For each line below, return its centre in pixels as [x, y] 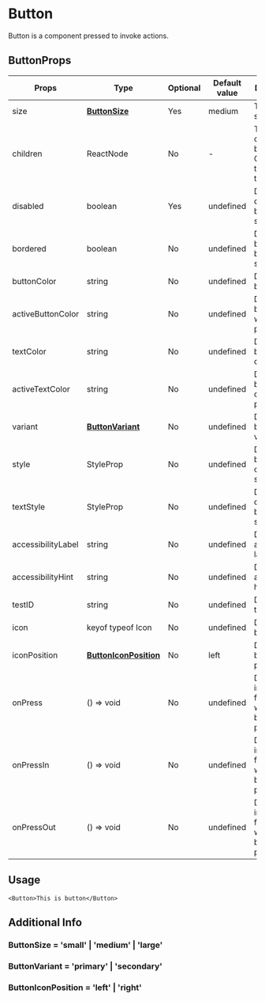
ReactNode [107, 154]
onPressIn [31, 764]
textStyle [29, 506]
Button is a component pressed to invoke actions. [89, 36]
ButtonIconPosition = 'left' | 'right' [75, 988]
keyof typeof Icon [119, 628]
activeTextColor [41, 389]
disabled [28, 206]
